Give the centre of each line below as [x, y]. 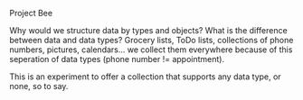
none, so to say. [39, 86]
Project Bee [31, 13]
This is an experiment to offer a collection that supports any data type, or [146, 77]
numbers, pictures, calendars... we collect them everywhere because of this [151, 50]
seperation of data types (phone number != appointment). [117, 59]
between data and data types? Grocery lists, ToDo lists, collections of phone [151, 40]
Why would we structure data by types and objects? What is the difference [148, 30]
